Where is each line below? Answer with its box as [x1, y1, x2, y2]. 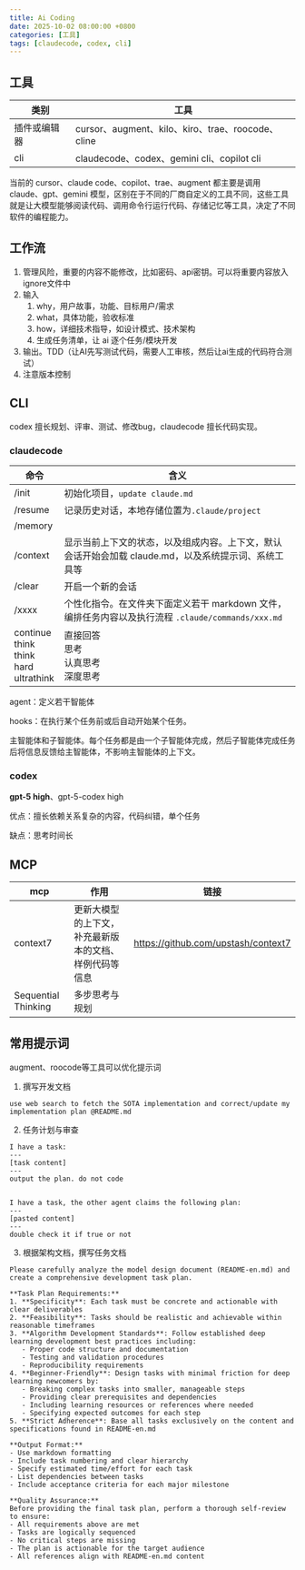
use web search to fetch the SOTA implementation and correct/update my [9, 1099, 290, 1108]
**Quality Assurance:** [9, 1495, 100, 1505]
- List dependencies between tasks [9, 1472, 144, 1481]
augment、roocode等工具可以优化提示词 [9, 1062, 162, 1072]
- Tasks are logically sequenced [9, 1527, 136, 1537]
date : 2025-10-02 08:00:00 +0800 [9, 22, 136, 31]
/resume [14, 503, 50, 516]
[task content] [9, 1158, 67, 1167]
